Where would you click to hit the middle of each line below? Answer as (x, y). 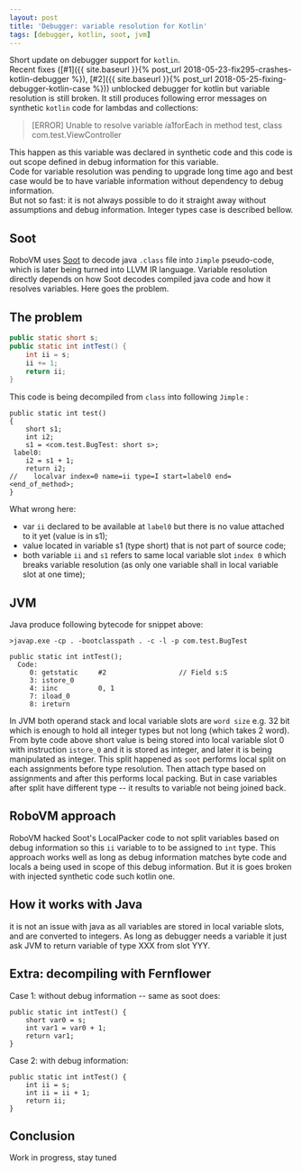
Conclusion (42, 1135)
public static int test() (58, 414)
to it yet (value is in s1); (65, 536)
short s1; (44, 429)
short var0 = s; (56, 1020)
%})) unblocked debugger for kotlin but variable (181, 89)
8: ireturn (50, 704)
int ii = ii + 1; (58, 1093)
